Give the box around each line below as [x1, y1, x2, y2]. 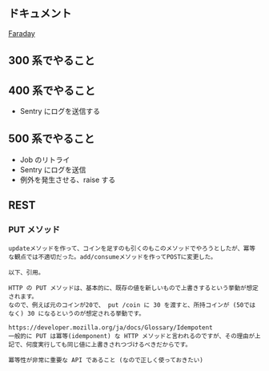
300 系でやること [8, 54, 95, 67]
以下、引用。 [8, 268, 45, 276]
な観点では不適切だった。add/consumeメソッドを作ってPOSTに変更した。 [8, 252, 217, 261]
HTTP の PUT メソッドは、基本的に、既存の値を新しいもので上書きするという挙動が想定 [8, 284, 259, 292]
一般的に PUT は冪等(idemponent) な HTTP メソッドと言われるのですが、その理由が [8, 332, 255, 340]
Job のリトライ [19, 155, 70, 164]
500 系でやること [8, 132, 95, 146]
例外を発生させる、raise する [19, 175, 116, 184]
